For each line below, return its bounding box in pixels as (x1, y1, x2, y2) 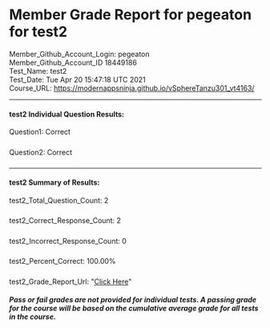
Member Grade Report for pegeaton (9, 6, 252, 24)
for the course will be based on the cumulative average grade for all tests (9, 303, 259, 314)
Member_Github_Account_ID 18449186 (9, 58, 137, 67)
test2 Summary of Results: (9, 178, 100, 188)
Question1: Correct (9, 127, 71, 137)
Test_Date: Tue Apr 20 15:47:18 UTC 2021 (9, 75, 147, 84)
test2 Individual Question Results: (9, 109, 125, 119)
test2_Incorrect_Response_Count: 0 (9, 236, 127, 245)
